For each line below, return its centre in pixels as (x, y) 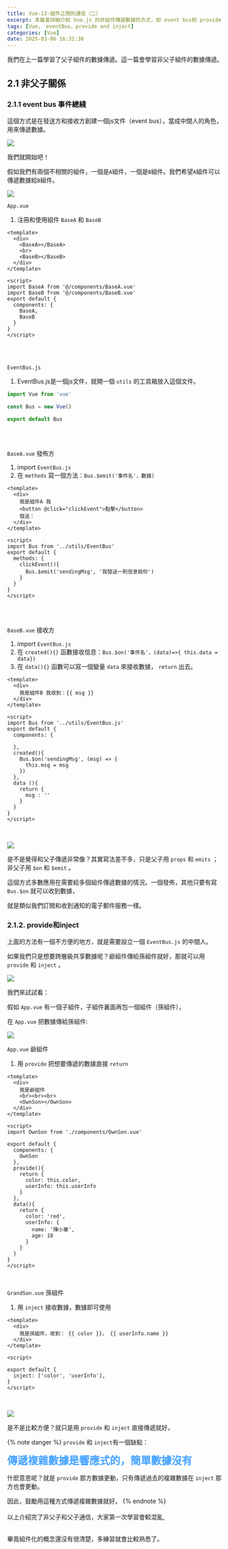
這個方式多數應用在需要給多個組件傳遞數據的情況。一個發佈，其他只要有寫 (112, 882)
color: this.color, (53, 1180)
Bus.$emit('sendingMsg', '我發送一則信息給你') (90, 572)
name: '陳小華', (53, 1229)
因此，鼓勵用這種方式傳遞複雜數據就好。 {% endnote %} (87, 1501)
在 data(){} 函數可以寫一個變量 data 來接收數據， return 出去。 (107, 667)
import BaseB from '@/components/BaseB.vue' (72, 293)
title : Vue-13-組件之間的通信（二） (54, 13)
